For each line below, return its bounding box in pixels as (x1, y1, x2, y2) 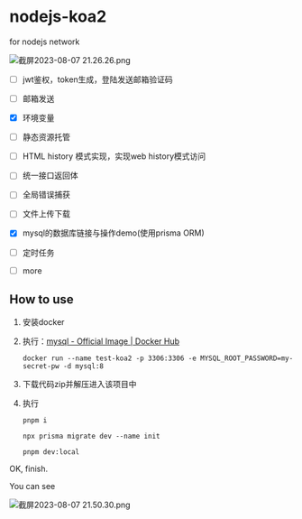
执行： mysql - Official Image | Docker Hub (22, 336, 180, 347)
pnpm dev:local (22, 448, 80, 457)
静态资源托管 (22, 132, 70, 143)
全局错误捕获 (22, 190, 70, 200)
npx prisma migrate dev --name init (22, 431, 160, 441)
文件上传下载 (22, 209, 70, 219)
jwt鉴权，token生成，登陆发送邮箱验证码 (22, 74, 173, 85)
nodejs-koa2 (9, 6, 107, 27)
